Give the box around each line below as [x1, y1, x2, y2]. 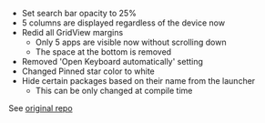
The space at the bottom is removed [35, 46, 172, 57]
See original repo [8, 103, 74, 113]
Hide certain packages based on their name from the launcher [21, 76, 256, 86]
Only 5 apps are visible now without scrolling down [35, 36, 227, 47]
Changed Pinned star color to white [21, 66, 156, 77]
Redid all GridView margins [21, 27, 124, 37]
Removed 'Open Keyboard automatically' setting [21, 56, 204, 67]
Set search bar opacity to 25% [21, 8, 138, 18]
